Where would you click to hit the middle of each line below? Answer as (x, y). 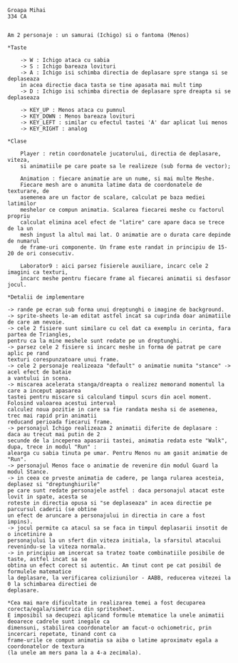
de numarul (24, 241)
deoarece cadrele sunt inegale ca (59, 622)
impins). (20, 522)
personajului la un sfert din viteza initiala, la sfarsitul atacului (114, 540)
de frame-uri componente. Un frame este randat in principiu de (118, 247)
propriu (19, 216)
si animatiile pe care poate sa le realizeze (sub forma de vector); (126, 166)
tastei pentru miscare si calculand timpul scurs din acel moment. (110, 397)
